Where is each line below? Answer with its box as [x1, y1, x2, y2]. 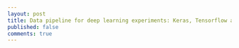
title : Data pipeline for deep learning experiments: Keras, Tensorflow [7, 17, 228, 24]
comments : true [7, 30, 53, 37]
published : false [7, 23, 59, 30]
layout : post [7, 10, 46, 18]
